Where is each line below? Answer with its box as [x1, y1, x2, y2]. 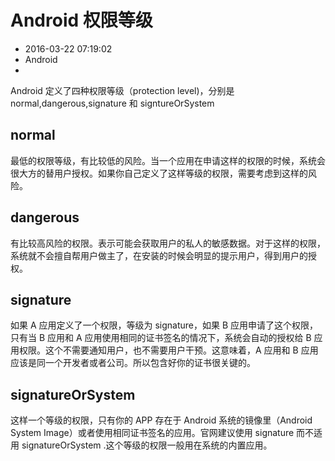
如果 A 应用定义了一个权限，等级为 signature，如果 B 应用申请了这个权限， [10, 319, 319, 331]
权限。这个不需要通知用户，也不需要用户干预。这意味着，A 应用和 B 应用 [18, 344, 319, 356]
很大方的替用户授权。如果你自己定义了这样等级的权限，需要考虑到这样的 [10, 167, 308, 179]
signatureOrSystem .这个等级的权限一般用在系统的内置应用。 [21, 439, 273, 451]
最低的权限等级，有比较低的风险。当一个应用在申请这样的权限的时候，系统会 [10, 154, 326, 166]
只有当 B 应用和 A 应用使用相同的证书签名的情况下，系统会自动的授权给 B [10, 332, 312, 344]
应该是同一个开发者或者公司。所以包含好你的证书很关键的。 [10, 357, 256, 369]
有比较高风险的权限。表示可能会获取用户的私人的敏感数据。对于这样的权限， [10, 237, 326, 249]
